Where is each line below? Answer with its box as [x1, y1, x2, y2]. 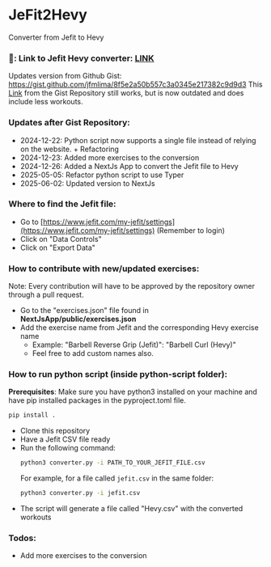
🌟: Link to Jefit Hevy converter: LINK [8, 53, 155, 64]
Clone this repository [19, 426, 91, 436]
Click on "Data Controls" [19, 234, 103, 243]
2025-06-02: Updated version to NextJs [19, 178, 155, 188]
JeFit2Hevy [8, 6, 87, 24]
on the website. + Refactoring [19, 144, 120, 154]
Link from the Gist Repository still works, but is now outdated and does [8, 88, 244, 98]
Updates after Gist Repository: [8, 117, 131, 129]
